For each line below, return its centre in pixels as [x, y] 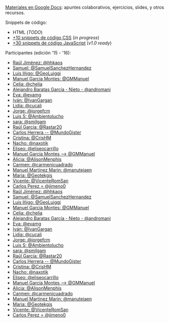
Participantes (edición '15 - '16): [38, 53]
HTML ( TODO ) [27, 32]
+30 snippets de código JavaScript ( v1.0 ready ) [62, 43]
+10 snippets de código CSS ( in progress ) [56, 38]
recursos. [15, 13]
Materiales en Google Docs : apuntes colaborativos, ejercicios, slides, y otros [85, 7]
